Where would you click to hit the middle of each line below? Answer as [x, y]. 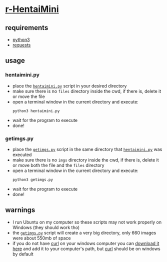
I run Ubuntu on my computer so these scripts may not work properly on [87, 222]
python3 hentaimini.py [36, 111]
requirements [27, 28]
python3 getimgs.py [33, 179]
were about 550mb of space [41, 238]
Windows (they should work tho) [46, 227]
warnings [20, 210]
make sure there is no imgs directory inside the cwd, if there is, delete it [85, 160]
